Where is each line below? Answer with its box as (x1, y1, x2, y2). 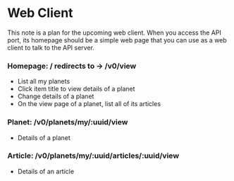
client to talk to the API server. (7, 43, 95, 52)
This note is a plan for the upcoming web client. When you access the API (7, 28, 222, 37)
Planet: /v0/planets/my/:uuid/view (7, 117, 128, 127)
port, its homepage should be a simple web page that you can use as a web (7, 35, 227, 44)
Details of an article (17, 167, 75, 175)
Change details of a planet (17, 92, 94, 100)
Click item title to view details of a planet (17, 85, 135, 93)
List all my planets (17, 77, 70, 86)
